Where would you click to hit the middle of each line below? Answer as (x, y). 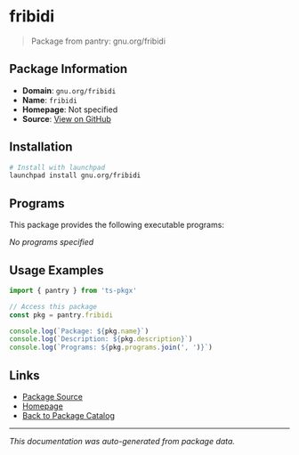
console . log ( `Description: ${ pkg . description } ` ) (101, 339)
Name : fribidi (49, 100)
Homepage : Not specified (70, 110)
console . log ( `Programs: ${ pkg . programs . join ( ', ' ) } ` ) (111, 348)
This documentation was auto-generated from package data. (122, 441)
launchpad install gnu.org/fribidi (75, 175)
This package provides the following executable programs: (117, 225)
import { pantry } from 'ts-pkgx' (73, 290)
